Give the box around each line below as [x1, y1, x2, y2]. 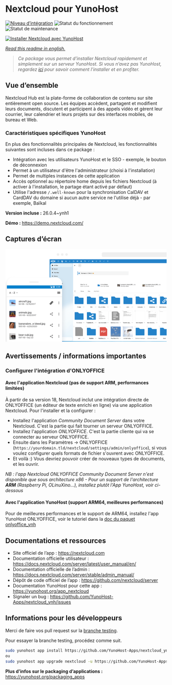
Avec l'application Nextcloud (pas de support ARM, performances [5, 380, 149, 386]
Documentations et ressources [5, 536, 106, 545]
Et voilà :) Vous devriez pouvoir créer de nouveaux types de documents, [12, 456, 165, 462]
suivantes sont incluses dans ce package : [5, 147, 95, 153]
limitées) [5, 385, 25, 392]
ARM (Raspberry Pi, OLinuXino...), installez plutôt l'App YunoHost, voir [5, 482, 154, 488]
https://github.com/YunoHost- [50, 594, 114, 600]
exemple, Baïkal [12, 200, 47, 206]
